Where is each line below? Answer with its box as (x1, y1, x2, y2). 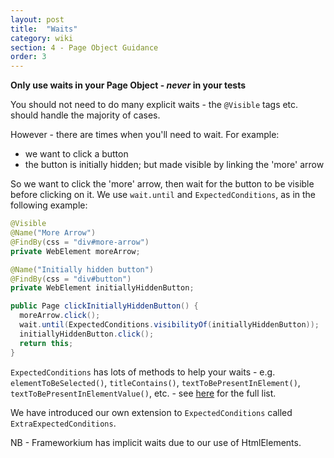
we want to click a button (24, 148, 129, 160)
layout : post (10, 14, 65, 25)
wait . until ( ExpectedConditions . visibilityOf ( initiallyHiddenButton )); (19, 320, 320, 330)
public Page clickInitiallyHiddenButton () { (10, 301, 199, 311)
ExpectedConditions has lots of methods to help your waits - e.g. (10, 366, 276, 378)
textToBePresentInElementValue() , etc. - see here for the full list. (10, 387, 277, 399)
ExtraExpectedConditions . (10, 417, 117, 429)
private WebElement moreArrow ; (10, 246, 141, 256)
